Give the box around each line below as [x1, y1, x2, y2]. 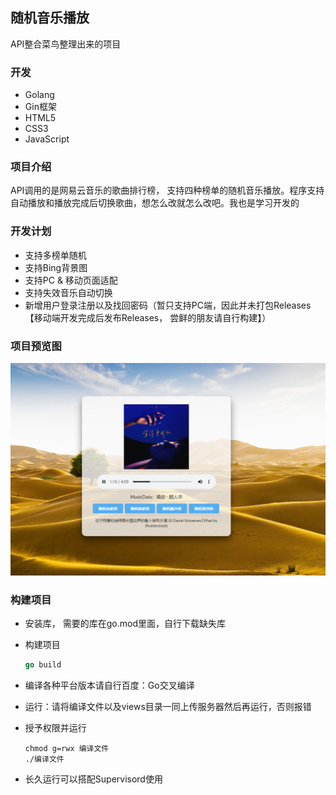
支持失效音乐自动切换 [24, 286, 113, 298]
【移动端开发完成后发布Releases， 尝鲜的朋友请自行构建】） [24, 311, 272, 323]
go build [24, 659, 62, 670]
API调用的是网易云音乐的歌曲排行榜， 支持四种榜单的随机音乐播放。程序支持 [10, 184, 325, 197]
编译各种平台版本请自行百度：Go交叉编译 [24, 679, 195, 691]
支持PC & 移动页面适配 [24, 274, 118, 286]
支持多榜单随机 [24, 249, 87, 261]
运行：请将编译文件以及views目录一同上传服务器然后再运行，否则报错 [24, 700, 312, 712]
